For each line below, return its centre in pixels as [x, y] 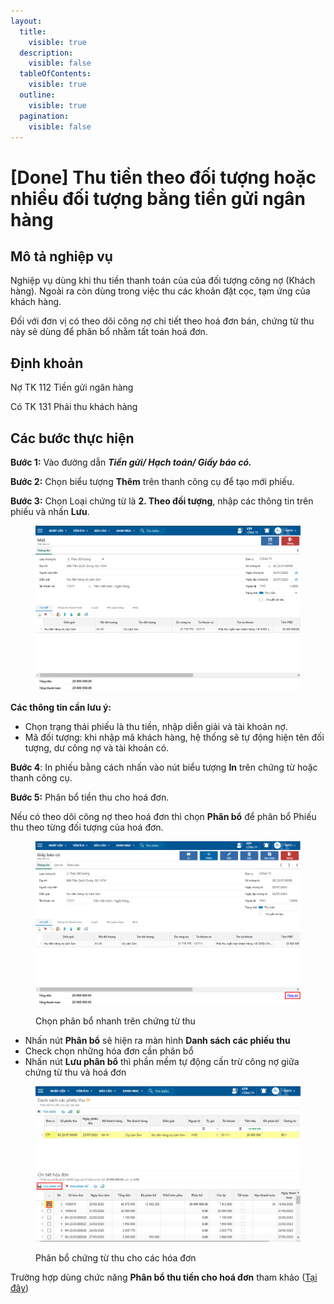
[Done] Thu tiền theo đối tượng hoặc [163, 177]
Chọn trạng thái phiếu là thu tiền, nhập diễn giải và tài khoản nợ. [156, 726]
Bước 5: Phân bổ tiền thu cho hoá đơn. [90, 797]
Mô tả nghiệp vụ [61, 256]
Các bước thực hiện [72, 438]
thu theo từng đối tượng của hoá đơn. [87, 827]
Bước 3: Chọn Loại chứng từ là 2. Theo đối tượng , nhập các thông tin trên [162, 501]
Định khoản [47, 363]
